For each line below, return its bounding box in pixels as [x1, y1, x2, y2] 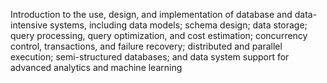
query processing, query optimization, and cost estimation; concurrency [10, 30, 308, 41]
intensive [10, 19, 48, 31]
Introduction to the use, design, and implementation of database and [10, 9, 293, 20]
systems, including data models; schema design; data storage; [49, 19, 308, 31]
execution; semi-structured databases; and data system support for [10, 51, 290, 63]
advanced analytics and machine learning [10, 62, 183, 73]
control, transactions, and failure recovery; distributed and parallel [10, 40, 283, 52]
